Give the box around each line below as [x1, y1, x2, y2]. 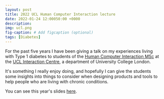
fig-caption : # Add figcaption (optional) [5, 30, 94, 35]
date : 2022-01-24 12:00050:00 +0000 [5, 16, 80, 21]
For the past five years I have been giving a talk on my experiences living [5, 48, 153, 54]
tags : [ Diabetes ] [5, 35, 41, 40]
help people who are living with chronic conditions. [5, 78, 109, 84]
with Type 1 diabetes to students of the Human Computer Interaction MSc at [5, 53, 159, 59]
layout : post [5, 7, 32, 12]
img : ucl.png [5, 26, 32, 31]
